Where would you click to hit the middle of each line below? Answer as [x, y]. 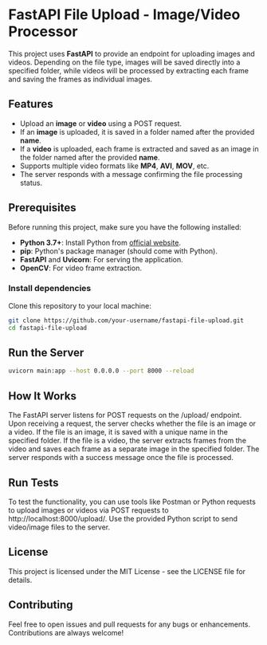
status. [31, 183]
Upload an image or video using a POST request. [100, 123]
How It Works [43, 396]
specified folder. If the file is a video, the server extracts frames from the [128, 441]
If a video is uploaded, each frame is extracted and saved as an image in [139, 148]
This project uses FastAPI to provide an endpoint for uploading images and [132, 53]
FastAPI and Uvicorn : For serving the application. [101, 259]
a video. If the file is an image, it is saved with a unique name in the [118, 432]
